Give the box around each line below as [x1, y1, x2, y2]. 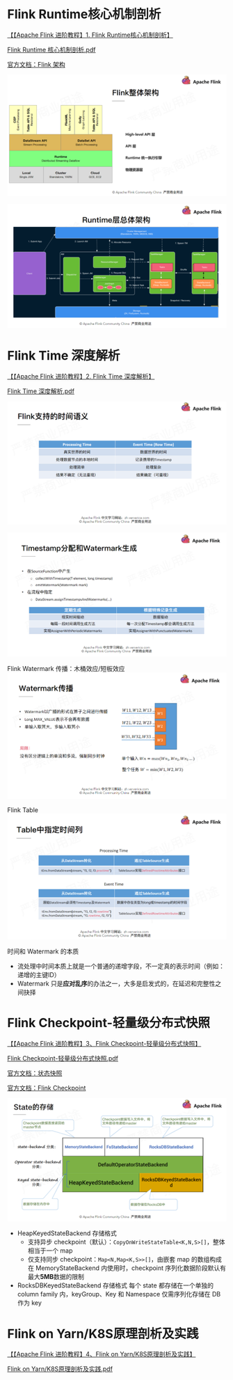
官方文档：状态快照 [7, 1069, 63, 1077]
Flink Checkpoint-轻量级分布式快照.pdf [7, 1054, 119, 1062]
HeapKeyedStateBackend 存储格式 [17, 1229, 117, 1237]
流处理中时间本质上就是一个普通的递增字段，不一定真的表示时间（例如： [17, 962, 225, 970]
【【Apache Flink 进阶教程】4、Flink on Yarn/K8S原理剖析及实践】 [7, 1350, 196, 1358]
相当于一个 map [27, 1246, 73, 1255]
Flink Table [7, 805, 38, 814]
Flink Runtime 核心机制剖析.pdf [7, 45, 96, 54]
